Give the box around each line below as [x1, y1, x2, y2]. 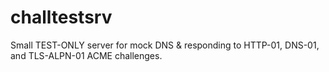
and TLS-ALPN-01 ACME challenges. [10, 49, 163, 61]
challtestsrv [10, 6, 113, 29]
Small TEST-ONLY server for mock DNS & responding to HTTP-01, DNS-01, [10, 39, 320, 51]
